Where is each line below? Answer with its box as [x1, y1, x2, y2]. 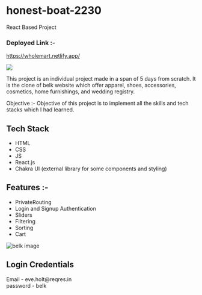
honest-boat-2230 [6, 4, 102, 17]
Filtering [14, 217, 36, 225]
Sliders [14, 211, 32, 219]
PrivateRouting [14, 198, 52, 205]
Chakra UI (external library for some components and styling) [14, 165, 167, 172]
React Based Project [6, 23, 57, 31]
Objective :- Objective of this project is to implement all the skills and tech [6, 100, 189, 107]
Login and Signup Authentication [14, 205, 96, 212]
